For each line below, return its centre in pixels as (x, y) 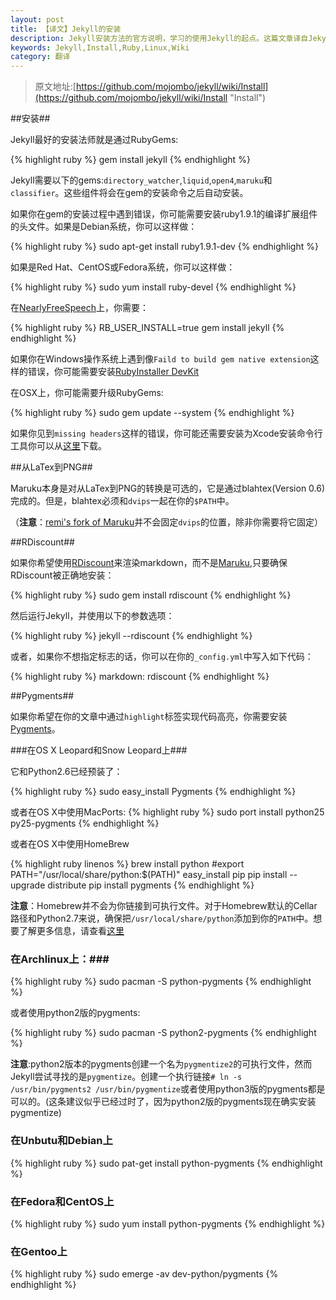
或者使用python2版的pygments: (75, 1013)
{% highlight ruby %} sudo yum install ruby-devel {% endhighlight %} (153, 287)
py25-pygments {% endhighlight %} (85, 823)
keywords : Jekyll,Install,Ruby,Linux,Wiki (100, 47)
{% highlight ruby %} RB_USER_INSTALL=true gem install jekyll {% (147, 328)
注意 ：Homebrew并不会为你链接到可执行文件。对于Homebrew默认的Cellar (164, 906)
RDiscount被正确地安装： (62, 575)
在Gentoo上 (39, 1251)
